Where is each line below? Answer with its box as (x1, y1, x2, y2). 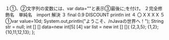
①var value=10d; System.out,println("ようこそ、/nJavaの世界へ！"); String (5, 18, 164, 24)
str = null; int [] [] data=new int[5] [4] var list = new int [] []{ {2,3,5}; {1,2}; (5, 24, 159, 30)
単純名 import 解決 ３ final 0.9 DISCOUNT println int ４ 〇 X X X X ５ (18, 12, 165, 18)
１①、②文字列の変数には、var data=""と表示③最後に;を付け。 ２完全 (5, 6, 158, 11)
